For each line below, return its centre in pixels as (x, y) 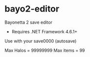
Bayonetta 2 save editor (28, 22)
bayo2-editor (32, 9)
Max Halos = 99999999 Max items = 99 (45, 50)
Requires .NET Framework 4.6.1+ (45, 31)
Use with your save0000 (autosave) (41, 41)
